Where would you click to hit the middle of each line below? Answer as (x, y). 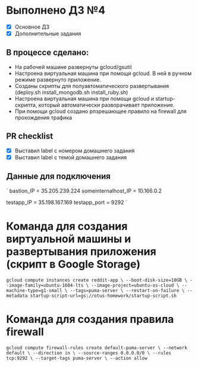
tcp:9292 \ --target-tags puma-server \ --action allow (77, 358)
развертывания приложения (81, 251)
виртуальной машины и (69, 239)
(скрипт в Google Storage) (73, 264)
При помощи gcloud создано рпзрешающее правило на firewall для (100, 111)
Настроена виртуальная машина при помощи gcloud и (84, 98)
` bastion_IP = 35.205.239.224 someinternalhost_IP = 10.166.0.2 (84, 190)
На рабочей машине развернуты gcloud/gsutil (73, 67)
